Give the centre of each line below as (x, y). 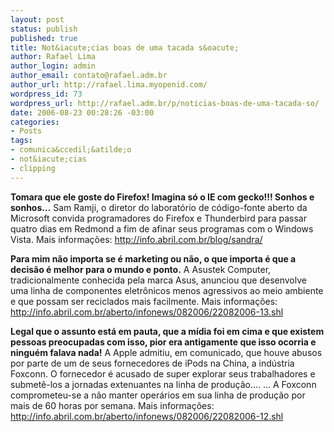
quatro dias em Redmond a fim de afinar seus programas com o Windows (162, 228)
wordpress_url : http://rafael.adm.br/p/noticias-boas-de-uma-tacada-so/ (165, 103)
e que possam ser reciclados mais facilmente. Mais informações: (144, 301)
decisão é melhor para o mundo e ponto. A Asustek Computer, (141, 269)
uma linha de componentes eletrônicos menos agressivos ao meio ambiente (167, 290)
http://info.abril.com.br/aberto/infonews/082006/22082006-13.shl (147, 312)
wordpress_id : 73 (46, 94)
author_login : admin (53, 66)
